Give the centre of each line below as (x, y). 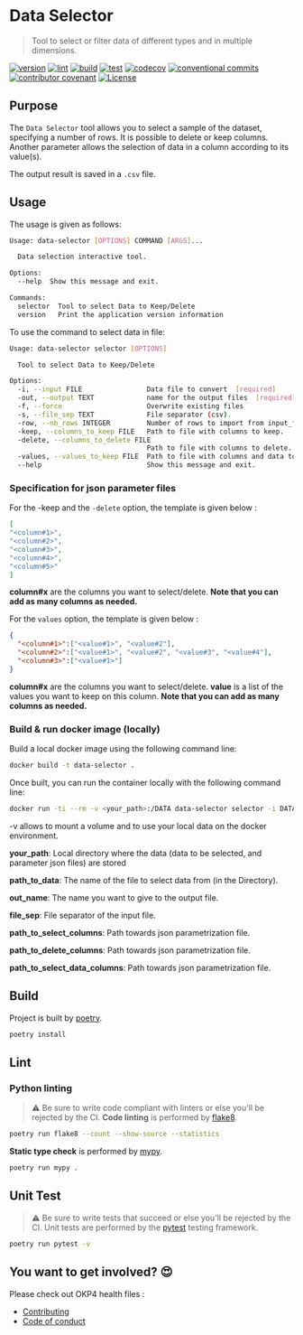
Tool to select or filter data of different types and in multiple (142, 41)
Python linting (41, 1088)
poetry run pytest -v (50, 1244)
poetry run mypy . (44, 1168)
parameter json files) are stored (68, 863)
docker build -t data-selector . (72, 766)
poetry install (38, 1034)
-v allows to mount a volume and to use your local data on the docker (138, 826)
